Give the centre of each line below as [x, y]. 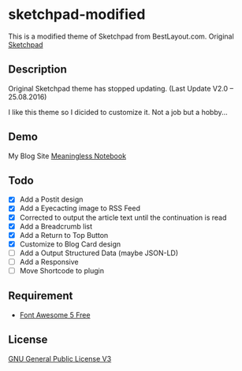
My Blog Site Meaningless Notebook [67, 156]
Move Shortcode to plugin [62, 270]
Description [37, 70]
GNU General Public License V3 [60, 358]
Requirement [41, 296]
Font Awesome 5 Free [55, 315]
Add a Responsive [49, 262]
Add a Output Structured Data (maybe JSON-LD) [99, 253]
